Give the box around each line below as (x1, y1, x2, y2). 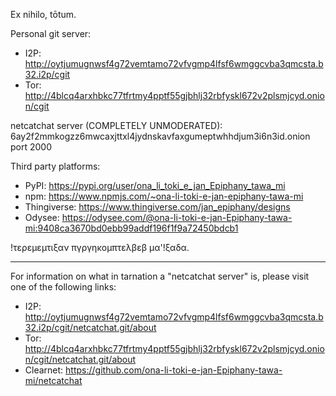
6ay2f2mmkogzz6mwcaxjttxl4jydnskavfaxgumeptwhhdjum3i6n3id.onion (10, 130, 311, 142)
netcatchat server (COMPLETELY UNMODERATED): (10, 120, 223, 131)
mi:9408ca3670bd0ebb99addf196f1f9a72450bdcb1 (24, 222, 239, 234)
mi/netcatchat (24, 375, 83, 386)
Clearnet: (24, 364, 64, 376)
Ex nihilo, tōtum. (10, 9, 77, 20)
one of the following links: (10, 281, 117, 293)
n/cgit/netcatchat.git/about (24, 354, 137, 365)
